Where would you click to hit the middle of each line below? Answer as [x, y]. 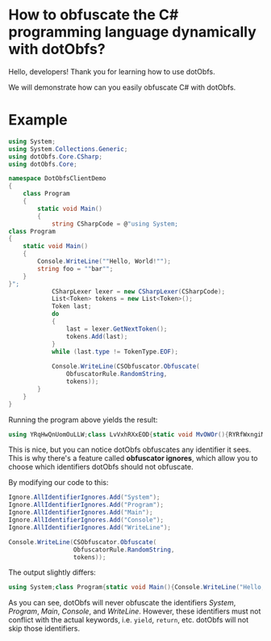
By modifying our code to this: [58, 483]
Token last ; [71, 306]
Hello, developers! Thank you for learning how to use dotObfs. [112, 71]
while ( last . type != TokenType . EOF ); [115, 352]
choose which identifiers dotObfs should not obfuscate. [101, 467]
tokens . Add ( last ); [97, 336]
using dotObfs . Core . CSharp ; [56, 156]
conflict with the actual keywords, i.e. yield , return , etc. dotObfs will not [129, 620]
